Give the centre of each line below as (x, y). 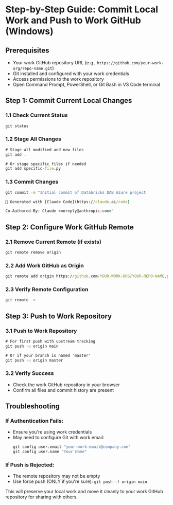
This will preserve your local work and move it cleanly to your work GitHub (84, 492)
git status (17, 126)
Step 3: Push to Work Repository (59, 316)
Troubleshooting (33, 407)
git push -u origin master (34, 360)
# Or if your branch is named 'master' (48, 355)
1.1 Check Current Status (37, 115)
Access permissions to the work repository (58, 79)
